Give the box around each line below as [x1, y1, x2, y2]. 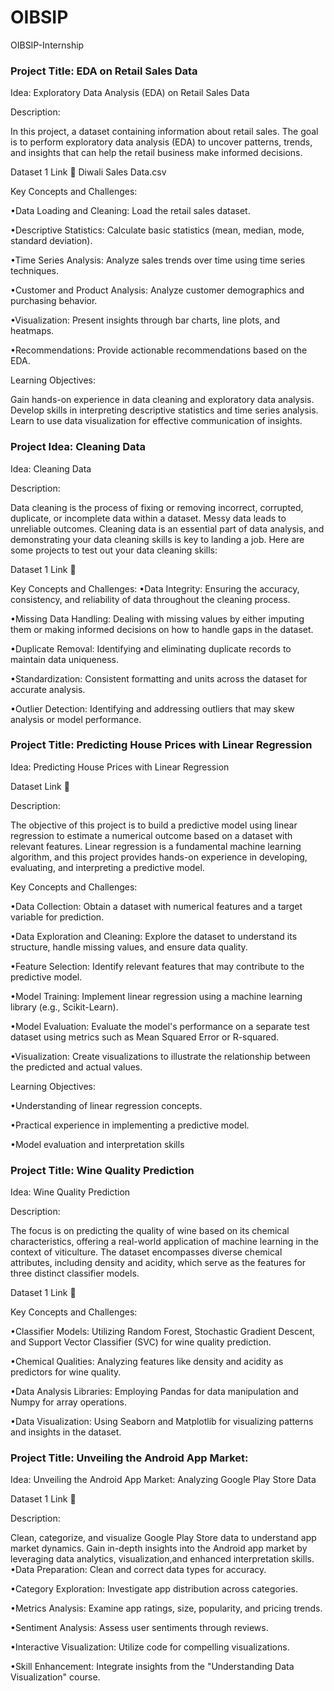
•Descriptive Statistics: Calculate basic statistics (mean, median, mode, [10, 224, 305, 236]
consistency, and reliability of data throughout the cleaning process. [10, 593, 291, 605]
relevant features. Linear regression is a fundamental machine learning [10, 840, 302, 852]
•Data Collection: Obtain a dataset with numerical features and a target [10, 900, 303, 912]
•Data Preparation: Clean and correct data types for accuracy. [10, 1564, 267, 1576]
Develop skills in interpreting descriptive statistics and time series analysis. [10, 404, 319, 416]
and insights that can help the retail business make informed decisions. [10, 147, 303, 159]
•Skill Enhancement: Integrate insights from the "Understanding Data [10, 1661, 295, 1673]
